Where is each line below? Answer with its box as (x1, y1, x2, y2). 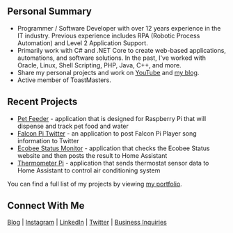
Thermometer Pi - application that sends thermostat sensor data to (17, 159, 209, 167)
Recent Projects (7, 96, 78, 108)
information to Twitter (17, 136, 80, 145)
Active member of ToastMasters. (17, 76, 111, 84)
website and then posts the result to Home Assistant (17, 151, 168, 159)
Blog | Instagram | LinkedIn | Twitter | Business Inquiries (7, 218, 167, 227)
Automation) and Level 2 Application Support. (17, 38, 148, 47)
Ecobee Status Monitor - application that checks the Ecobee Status (17, 144, 210, 152)
